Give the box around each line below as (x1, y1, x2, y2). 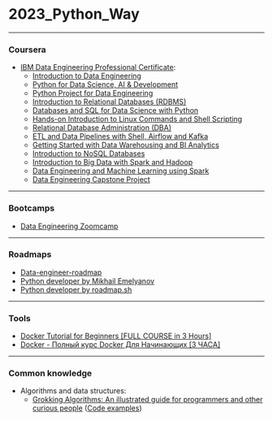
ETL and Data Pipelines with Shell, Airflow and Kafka (32, 132, 209, 141)
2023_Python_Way (8, 5, 140, 24)
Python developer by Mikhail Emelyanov (19, 276, 155, 285)
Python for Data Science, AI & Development (32, 80, 179, 89)
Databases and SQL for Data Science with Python (32, 106, 199, 115)
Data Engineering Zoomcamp (19, 221, 119, 231)
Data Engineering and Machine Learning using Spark (32, 166, 210, 176)
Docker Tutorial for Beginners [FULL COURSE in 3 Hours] (19, 331, 212, 341)
